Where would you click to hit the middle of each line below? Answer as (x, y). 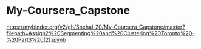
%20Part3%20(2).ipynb (36, 39)
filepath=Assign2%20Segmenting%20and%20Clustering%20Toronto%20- (101, 33)
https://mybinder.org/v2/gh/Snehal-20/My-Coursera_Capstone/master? (96, 27)
